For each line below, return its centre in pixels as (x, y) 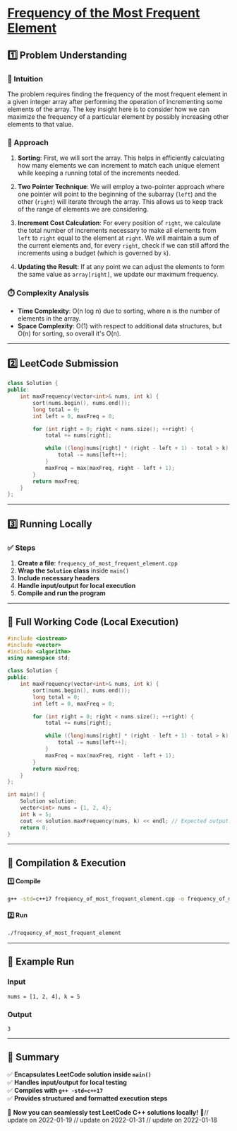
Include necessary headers (59, 578)
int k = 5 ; (36, 814)
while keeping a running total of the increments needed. (99, 173)
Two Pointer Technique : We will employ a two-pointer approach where (121, 187)
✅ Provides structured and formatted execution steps (87, 1098)
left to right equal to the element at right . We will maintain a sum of (118, 238)
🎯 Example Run (41, 961)
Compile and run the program (61, 593)
